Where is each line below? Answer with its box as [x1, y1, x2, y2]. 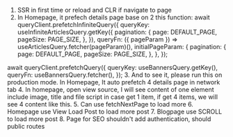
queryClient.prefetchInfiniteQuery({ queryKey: [17, 21, 150, 28]
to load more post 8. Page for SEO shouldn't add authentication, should [7, 115, 211, 123]
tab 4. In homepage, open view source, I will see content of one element [7, 86, 214, 93]
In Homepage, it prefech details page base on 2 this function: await [17, 13, 210, 21]
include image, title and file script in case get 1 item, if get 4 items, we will [7, 93, 218, 101]
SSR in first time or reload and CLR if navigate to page [17, 6, 172, 14]
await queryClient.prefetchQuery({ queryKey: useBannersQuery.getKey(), [7, 64, 218, 71]
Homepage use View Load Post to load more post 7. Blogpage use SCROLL [7, 107, 223, 116]
